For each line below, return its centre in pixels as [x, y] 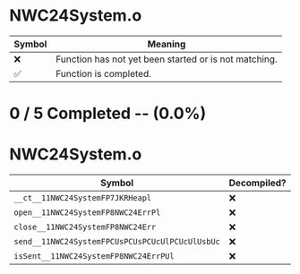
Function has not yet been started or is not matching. [166, 59]
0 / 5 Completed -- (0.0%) [108, 114]
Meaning [167, 44]
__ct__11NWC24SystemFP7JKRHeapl [83, 198]
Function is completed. [103, 73]
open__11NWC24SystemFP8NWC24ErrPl [87, 213]
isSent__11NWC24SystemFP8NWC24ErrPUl [94, 257]
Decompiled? [257, 183]
